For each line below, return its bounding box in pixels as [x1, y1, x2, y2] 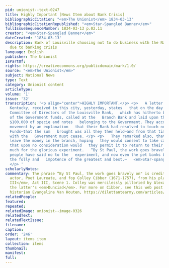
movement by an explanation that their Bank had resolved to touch [10, 124, 158, 129]
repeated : [5, 204, 26, 209]
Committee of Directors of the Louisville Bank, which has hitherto [10, 110, 161, 116]
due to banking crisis [10, 45, 57, 50]
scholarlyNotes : [5, 166, 39, 171]
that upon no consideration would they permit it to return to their [10, 143, 163, 148]
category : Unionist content [5, 82, 64, 87]
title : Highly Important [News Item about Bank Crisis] [5, 12, 125, 17]
